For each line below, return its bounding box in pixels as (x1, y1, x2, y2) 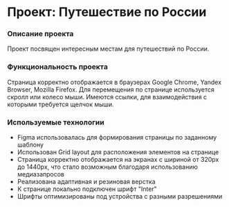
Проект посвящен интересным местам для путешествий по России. (7, 44, 210, 53)
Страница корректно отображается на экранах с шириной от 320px (17, 156, 219, 164)
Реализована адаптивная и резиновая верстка (17, 178, 156, 186)
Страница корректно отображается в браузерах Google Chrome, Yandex (7, 78, 222, 86)
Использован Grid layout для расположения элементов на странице (17, 148, 219, 156)
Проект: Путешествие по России (7, 4, 207, 20)
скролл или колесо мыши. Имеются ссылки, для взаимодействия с (7, 92, 208, 101)
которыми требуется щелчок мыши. (7, 100, 114, 108)
